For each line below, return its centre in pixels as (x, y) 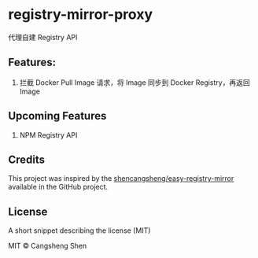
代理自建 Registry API (43, 37)
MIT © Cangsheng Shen (48, 246)
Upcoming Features (57, 116)
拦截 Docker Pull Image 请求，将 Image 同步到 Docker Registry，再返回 (135, 82)
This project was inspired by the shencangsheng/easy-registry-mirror (121, 179)
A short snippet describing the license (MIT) (79, 230)
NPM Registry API (48, 135)
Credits (27, 159)
